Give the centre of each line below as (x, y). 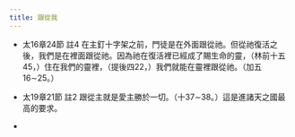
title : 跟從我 (34, 17)
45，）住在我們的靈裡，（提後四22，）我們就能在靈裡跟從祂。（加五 (142, 66)
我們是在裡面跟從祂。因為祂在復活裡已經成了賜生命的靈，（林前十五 (162, 56)
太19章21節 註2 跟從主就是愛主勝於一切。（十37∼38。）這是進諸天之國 (150, 97)
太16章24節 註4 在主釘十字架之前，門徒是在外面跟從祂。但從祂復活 (146, 44)
